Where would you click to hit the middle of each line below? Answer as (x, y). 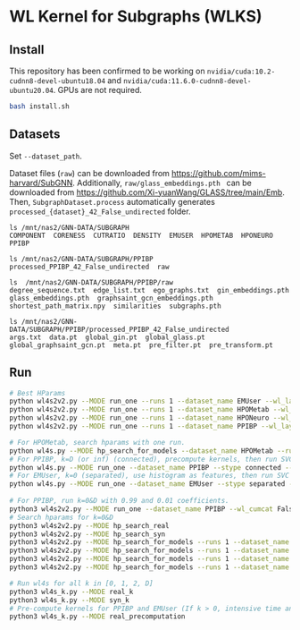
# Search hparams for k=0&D (62, 517)
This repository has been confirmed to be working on (107, 71)
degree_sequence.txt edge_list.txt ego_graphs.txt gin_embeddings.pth (150, 290)
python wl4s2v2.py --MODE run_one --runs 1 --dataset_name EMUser (135, 401)
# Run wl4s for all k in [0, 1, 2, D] (81, 583)
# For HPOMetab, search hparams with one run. (97, 442)
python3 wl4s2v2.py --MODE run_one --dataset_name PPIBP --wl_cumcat (142, 509)
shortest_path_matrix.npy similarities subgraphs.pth (115, 306)
